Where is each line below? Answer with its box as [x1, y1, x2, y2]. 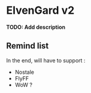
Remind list [6, 41, 49, 51]
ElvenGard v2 [6, 4, 75, 17]
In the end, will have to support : [6, 56, 86, 64]
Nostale [14, 68, 35, 76]
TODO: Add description [6, 23, 66, 31]
